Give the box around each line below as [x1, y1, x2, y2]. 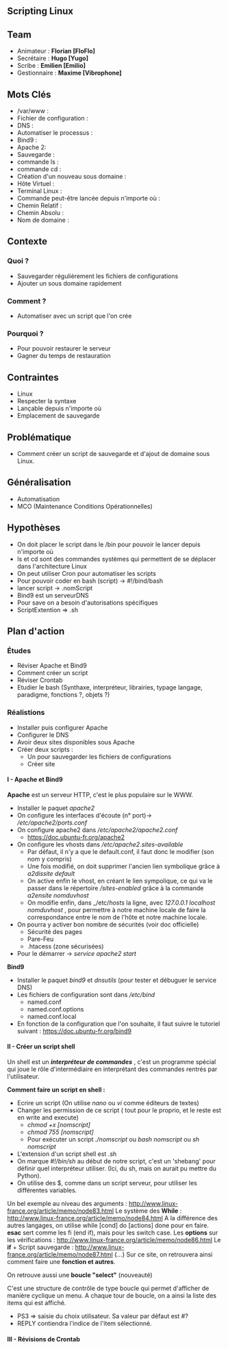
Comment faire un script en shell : [7, 1085, 105, 1094]
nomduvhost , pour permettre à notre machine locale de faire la [27, 905, 207, 913]
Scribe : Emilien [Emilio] [16, 62, 86, 70]
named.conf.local [27, 1012, 77, 1020]
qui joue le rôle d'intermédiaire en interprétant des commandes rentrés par [7, 1065, 218, 1073]
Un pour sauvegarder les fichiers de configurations [27, 753, 172, 761]
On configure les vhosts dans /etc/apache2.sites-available [16, 840, 183, 848]
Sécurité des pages [27, 927, 83, 935]
